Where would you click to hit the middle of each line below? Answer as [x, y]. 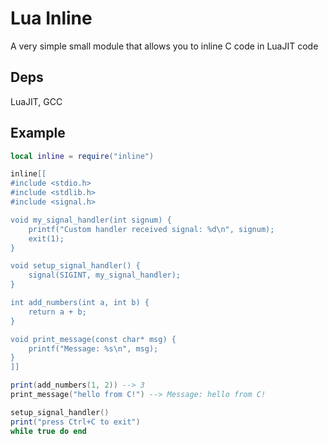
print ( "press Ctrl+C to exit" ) [75, 422]
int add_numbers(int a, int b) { [80, 303]
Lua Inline [51, 18]
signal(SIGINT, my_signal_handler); [105, 275]
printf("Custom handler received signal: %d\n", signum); [151, 229]
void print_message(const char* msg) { [93, 339]
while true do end [48, 431]
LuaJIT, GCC [36, 101]
